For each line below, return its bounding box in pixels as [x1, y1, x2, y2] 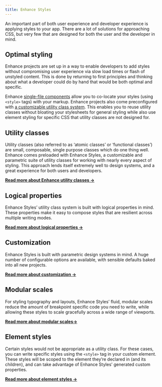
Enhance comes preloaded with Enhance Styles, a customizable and [5, 152, 142, 158]
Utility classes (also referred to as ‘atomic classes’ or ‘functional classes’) [5, 142, 153, 147]
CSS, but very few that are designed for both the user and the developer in [5, 31, 155, 37]
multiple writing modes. [5, 215, 53, 221]
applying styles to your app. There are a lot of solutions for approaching [5, 25, 150, 32]
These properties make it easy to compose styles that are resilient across [5, 210, 153, 216]
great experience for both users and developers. [5, 168, 102, 174]
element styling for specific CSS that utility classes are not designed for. [5, 115, 150, 121]
